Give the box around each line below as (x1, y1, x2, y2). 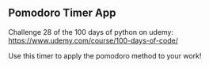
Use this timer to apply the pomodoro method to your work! (8, 51, 202, 60)
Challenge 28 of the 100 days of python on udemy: (8, 27, 174, 36)
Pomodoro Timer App (8, 6, 116, 20)
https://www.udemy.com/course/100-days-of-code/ (8, 36, 179, 45)
